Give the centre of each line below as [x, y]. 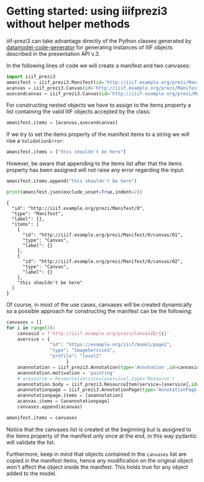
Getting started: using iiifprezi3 [87, 11]
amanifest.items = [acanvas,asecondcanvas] [62, 123]
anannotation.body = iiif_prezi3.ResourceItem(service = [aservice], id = [108, 384]
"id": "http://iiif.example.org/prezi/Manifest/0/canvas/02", [103, 261]
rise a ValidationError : [35, 141]
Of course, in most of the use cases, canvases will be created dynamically [99, 304]
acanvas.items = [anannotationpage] [64, 401]
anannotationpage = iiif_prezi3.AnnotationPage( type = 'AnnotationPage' [108, 390]
